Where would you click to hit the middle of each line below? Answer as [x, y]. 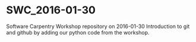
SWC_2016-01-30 [51, 10]
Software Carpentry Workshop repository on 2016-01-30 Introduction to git [98, 26]
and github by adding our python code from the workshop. [78, 32]
